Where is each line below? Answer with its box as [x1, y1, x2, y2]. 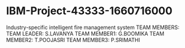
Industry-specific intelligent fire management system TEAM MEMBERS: [6, 24, 180, 31]
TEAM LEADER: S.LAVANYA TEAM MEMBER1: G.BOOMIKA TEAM [6, 30, 164, 37]
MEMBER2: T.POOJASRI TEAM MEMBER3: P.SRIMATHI [6, 36, 140, 43]
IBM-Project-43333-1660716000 [6, 4, 173, 18]
